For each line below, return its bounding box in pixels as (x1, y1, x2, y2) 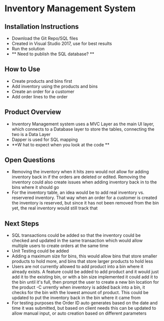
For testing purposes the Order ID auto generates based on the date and (11, 300, 158, 306)
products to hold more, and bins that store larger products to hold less (11, 258, 153, 264)
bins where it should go (11, 184, 59, 190)
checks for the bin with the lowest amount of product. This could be (11, 290, 149, 296)
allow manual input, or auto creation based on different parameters (11, 310, 147, 316)
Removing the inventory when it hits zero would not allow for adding (11, 169, 149, 175)
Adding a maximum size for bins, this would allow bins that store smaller (11, 253, 158, 259)
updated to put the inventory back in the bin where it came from (11, 295, 141, 301)
